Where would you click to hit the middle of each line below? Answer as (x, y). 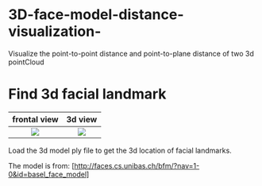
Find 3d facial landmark (87, 94)
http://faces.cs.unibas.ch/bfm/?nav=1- (137, 165)
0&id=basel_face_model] (49, 174)
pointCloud (27, 62)
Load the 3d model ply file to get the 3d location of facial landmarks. (120, 150)
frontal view (35, 119)
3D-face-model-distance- (96, 15)
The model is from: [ (41, 165)
